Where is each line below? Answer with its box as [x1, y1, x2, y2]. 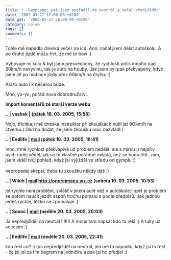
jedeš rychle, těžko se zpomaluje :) [5, 199, 79, 204]
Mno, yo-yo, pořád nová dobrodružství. [5, 91, 88, 97]
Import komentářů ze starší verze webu [5, 101, 91, 107]
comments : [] [5, 31, 33, 36]
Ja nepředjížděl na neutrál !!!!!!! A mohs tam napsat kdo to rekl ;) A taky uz [5, 218, 161, 224]
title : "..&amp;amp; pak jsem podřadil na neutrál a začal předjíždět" [5, 7, 161, 13]
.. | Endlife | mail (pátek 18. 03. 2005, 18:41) [5, 136, 99, 142]
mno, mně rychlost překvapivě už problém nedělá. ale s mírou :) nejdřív [5, 146, 155, 152]
